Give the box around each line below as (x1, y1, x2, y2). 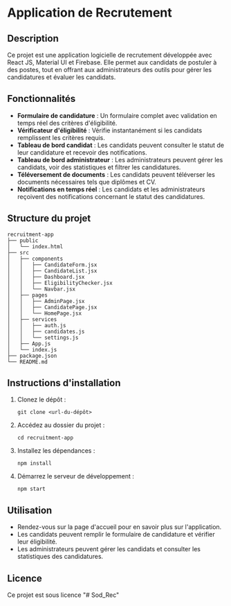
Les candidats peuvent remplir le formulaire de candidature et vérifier (17, 530, 216, 539)
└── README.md (7, 358, 48, 365)
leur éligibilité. (17, 537, 57, 546)
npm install (17, 460, 52, 467)
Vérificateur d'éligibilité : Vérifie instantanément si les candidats (17, 126, 203, 135)
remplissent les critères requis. (17, 133, 106, 141)
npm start (17, 485, 46, 493)
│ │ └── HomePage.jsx (7, 310, 82, 317)
